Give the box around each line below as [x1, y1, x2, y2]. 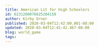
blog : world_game [5, 30, 41, 35]
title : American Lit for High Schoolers [5, 7, 90, 12]
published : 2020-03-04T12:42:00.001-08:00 [5, 21, 94, 26]
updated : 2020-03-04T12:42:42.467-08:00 [5, 25, 90, 30]
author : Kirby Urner [5, 16, 48, 21]
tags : [5, 35, 16, 40]
